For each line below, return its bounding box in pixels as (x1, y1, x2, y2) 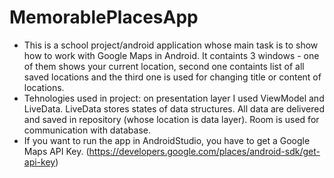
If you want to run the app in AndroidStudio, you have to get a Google (23, 134, 311, 146)
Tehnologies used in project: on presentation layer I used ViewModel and (23, 92, 325, 104)
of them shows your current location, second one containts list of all (23, 60, 305, 72)
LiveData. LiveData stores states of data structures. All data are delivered (23, 102, 326, 115)
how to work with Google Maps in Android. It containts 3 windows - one (23, 49, 320, 61)
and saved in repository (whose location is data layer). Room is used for (23, 113, 320, 125)
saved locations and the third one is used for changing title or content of (23, 71, 322, 83)
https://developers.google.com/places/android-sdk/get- (88, 145, 321, 157)
